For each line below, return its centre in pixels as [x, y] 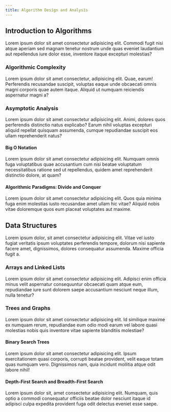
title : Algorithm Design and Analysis [47, 10]
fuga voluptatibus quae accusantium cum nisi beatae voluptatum [73, 164]
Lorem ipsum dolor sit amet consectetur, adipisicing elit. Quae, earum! [79, 79]
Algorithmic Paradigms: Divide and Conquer [53, 187]
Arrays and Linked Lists [35, 267]
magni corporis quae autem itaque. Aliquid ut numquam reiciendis [75, 89]
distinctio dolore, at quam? [33, 175]
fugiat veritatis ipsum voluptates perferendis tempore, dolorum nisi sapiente [85, 243]
